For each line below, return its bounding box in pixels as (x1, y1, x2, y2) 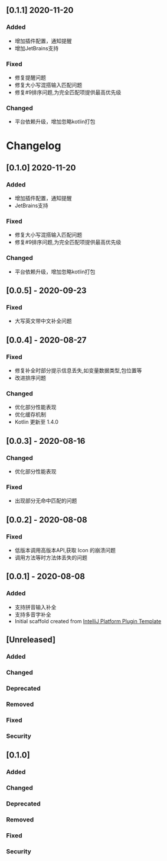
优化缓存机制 (14, 411, 46, 418)
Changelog (6, 139, 61, 153)
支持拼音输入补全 (14, 604, 57, 611)
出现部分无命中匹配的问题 (14, 497, 77, 504)
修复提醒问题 (14, 74, 46, 81)
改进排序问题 (14, 375, 46, 382)
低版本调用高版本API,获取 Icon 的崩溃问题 (14, 547, 116, 554)
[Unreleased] (6, 635, 56, 645)
